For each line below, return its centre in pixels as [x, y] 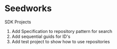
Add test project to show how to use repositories [61, 41]
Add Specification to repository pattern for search [62, 31]
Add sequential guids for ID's [41, 36]
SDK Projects [18, 22]
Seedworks [28, 8]
